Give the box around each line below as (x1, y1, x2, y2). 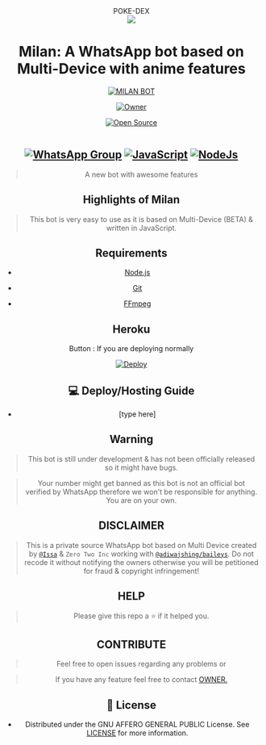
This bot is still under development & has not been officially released (27, 454, 256, 463)
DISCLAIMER (98, 519, 164, 533)
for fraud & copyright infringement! (83, 566, 200, 575)
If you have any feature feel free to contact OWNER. (55, 675, 228, 684)
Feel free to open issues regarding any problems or (56, 659, 227, 669)
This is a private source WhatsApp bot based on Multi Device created (26, 540, 257, 550)
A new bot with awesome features (84, 170, 198, 179)
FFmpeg (123, 299, 152, 308)
